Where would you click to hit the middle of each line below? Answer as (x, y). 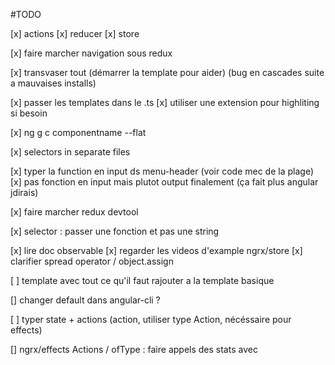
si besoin (29, 113)
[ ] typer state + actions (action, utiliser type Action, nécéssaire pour (151, 319)
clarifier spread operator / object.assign (92, 261)
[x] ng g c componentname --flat (78, 132)
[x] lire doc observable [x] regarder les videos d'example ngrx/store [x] (156, 250)
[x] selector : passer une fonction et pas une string (115, 231)
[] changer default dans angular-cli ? (85, 300)
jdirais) (24, 192)
